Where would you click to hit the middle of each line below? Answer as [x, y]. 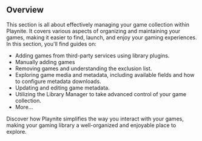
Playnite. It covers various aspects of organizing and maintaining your [93, 31]
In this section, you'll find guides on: [52, 44]
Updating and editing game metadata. [62, 88]
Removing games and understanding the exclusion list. [83, 68]
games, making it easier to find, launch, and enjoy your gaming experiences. [102, 37]
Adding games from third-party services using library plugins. [92, 55]
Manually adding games [45, 62]
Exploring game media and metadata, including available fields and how [105, 74]
